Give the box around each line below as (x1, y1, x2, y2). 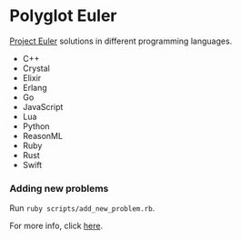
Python (22, 120, 50, 132)
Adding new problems (9, 182, 109, 195)
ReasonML (22, 130, 64, 141)
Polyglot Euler (9, 5, 117, 26)
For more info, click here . (9, 220, 103, 232)
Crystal (22, 63, 50, 74)
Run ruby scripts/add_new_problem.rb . (9, 203, 156, 214)
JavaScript (22, 101, 64, 112)
